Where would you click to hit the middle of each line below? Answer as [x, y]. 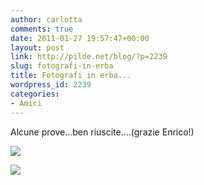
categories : [35, 94]
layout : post [37, 47]
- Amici [26, 103]
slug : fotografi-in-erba [62, 66]
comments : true [42, 29]
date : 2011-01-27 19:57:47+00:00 [80, 38]
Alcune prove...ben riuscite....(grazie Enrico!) [102, 132]
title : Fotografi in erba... [71, 76]
